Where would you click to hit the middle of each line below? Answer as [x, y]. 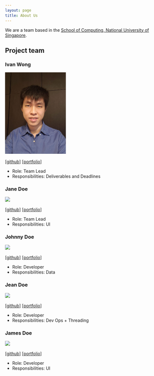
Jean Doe [17, 285]
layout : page [18, 10]
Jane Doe [17, 189]
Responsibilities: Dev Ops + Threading [50, 320]
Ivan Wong [18, 64]
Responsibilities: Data [34, 272]
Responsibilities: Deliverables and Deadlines [56, 176]
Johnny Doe [20, 237]
